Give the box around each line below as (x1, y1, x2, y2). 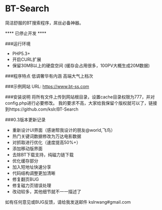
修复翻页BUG (12, 176, 39, 182)
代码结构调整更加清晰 (12, 170, 55, 176)
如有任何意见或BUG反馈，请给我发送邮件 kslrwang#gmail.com (5, 199, 131, 205)
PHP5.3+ (12, 50, 30, 57)
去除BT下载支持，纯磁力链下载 (12, 151, 74, 157)
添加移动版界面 (12, 146, 43, 151)
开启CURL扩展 (12, 56, 42, 62)
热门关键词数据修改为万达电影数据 (12, 133, 81, 139)
